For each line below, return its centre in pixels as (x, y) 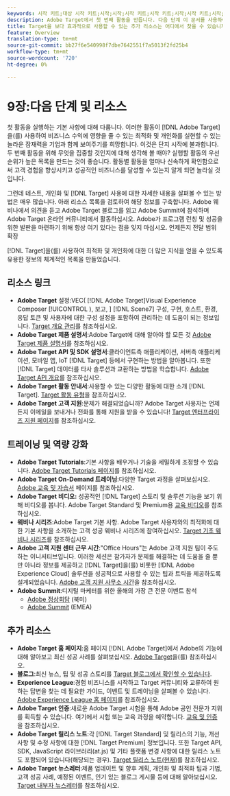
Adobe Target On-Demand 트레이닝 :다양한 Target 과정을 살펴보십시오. (113, 479)
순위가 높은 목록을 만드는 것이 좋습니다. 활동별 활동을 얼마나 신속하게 (98, 161)
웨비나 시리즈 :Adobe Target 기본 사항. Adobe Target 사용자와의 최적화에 (114, 522)
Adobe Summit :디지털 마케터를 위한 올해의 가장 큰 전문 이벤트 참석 (107, 591)
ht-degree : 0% (27, 65)
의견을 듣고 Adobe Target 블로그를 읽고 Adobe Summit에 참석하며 (120, 210)
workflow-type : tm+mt (38, 52)
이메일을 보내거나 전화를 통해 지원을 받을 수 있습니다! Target (110, 412)
